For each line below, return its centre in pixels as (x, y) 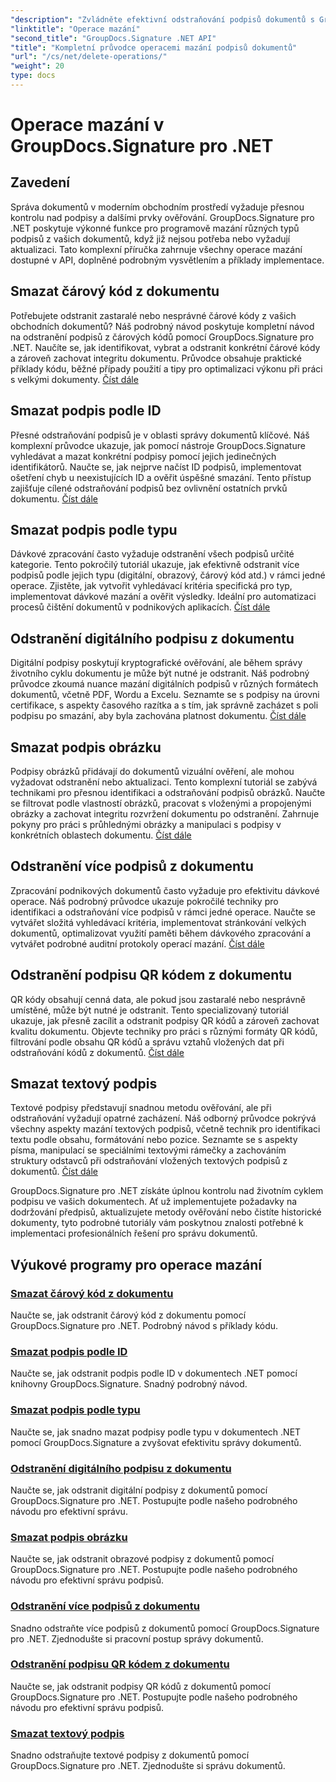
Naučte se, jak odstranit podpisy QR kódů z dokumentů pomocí (140, 1686)
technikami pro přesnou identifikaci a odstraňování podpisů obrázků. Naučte (168, 792)
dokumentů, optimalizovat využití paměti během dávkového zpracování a (161, 933)
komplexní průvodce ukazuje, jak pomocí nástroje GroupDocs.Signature (158, 445)
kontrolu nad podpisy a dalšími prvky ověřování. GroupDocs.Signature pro (162, 217)
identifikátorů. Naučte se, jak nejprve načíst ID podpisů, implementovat (156, 467)
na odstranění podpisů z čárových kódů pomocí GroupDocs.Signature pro (162, 337)
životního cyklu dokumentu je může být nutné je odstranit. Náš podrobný (160, 673)
